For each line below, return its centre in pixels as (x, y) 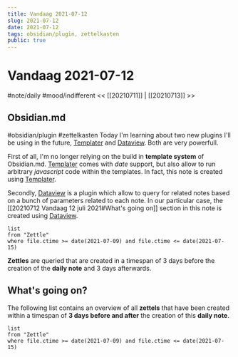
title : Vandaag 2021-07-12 (47, 14)
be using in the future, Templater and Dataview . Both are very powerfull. (113, 143)
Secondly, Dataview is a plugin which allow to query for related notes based (119, 192)
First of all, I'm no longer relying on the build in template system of (106, 156)
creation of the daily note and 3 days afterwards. (79, 268)
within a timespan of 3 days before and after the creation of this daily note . (118, 315)
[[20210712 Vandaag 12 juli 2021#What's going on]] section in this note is (115, 208)
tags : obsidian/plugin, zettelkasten (63, 34)
